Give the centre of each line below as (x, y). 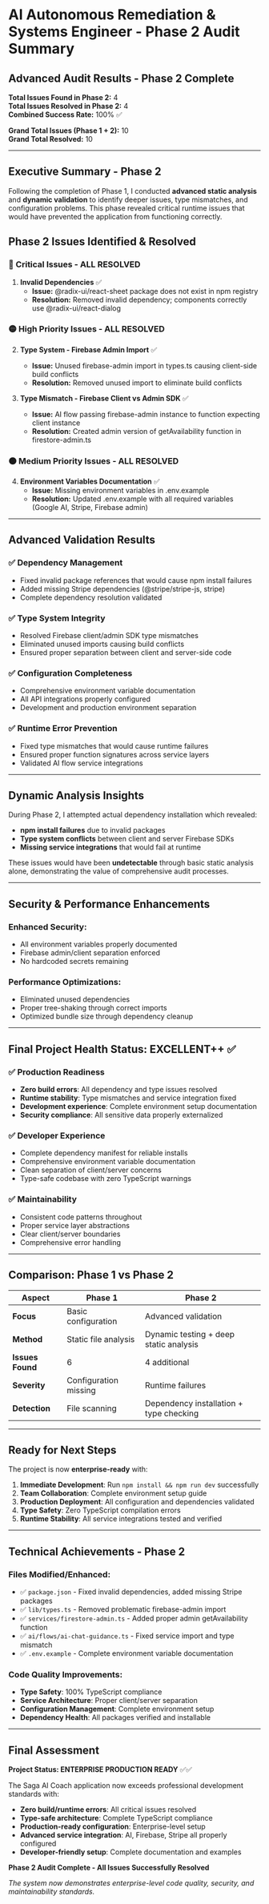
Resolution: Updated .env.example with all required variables (132, 499)
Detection (31, 1408)
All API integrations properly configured (85, 699)
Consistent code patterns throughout (81, 1217)
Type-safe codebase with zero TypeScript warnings (106, 1179)
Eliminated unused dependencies (75, 999)
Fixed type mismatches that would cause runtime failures (114, 745)
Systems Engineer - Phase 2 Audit (124, 32)
